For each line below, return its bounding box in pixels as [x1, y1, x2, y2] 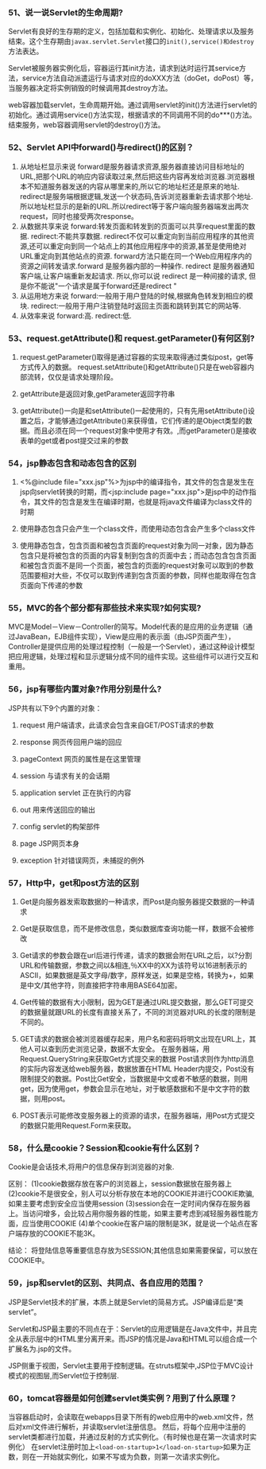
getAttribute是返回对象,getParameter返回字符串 [19, 388, 175, 399]
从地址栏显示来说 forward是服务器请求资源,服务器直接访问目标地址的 [19, 162, 245, 171]
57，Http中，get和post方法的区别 [8, 877, 140, 888]
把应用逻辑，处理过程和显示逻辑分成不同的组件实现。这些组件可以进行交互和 [8, 652, 259, 661]
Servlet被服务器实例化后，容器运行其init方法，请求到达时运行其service [8, 64, 240, 73]
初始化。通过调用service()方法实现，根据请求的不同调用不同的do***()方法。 [8, 110, 256, 120]
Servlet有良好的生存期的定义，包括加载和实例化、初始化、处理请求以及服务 [8, 26, 254, 37]
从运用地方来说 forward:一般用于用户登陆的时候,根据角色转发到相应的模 [19, 290, 254, 300]
